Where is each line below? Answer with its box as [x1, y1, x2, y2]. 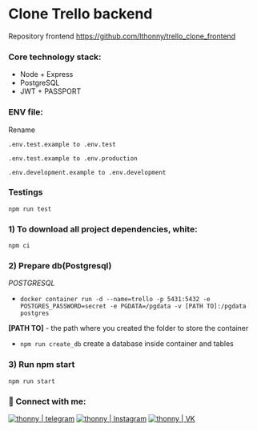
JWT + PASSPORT [19, 87, 82, 96]
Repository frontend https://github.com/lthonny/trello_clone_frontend [8, 31, 236, 41]
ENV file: [8, 107, 44, 118]
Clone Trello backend [8, 5, 153, 23]
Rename [8, 125, 36, 135]
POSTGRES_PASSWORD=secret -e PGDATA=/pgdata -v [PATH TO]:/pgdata [19, 302, 247, 311]
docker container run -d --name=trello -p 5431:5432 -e [19, 296, 211, 304]
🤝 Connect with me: [8, 396, 86, 407]
